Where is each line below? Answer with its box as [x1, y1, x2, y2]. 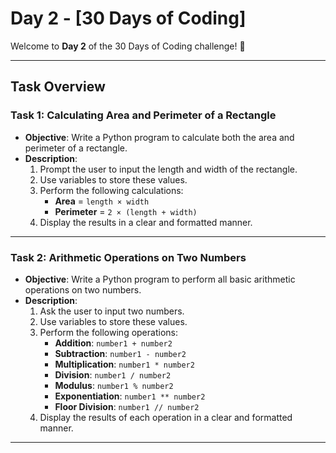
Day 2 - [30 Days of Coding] [10, 7, 247, 30]
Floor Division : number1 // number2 [54, 400, 200, 412]
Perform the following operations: [39, 326, 178, 338]
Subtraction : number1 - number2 [54, 347, 187, 359]
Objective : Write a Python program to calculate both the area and [24, 131, 295, 143]
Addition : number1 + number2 [54, 337, 173, 349]
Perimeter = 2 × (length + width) [54, 205, 198, 217]
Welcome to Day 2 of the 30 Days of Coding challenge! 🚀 [10, 40, 246, 52]
